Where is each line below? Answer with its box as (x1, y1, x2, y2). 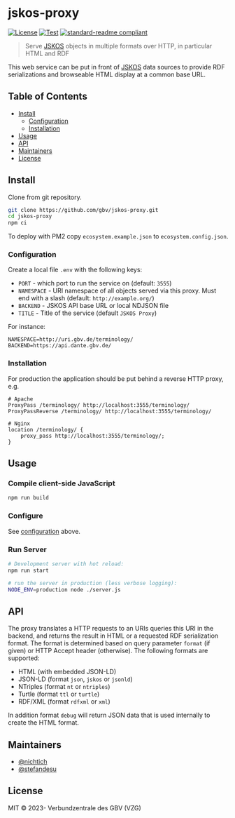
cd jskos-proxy (8, 213, 52, 220)
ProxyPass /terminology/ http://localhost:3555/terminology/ (8, 401, 190, 408)
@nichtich (17, 758, 48, 766)
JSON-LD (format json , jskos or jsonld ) (17, 675, 133, 683)
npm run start (8, 567, 50, 574)
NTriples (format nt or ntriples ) (17, 683, 111, 691)
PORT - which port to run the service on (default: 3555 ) (17, 279, 172, 288)
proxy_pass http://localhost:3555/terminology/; (20, 432, 165, 439)
